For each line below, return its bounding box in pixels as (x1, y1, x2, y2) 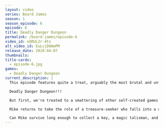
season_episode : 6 (5, 21, 42, 26)
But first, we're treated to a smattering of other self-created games (9, 98, 159, 103)
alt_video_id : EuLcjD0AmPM (5, 44, 60, 49)
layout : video (5, 7, 34, 12)
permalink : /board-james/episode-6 (5, 35, 78, 40)
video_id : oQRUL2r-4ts (5, 39, 51, 44)
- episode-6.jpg (9, 62, 42, 67)
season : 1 (5, 16, 25, 21)
